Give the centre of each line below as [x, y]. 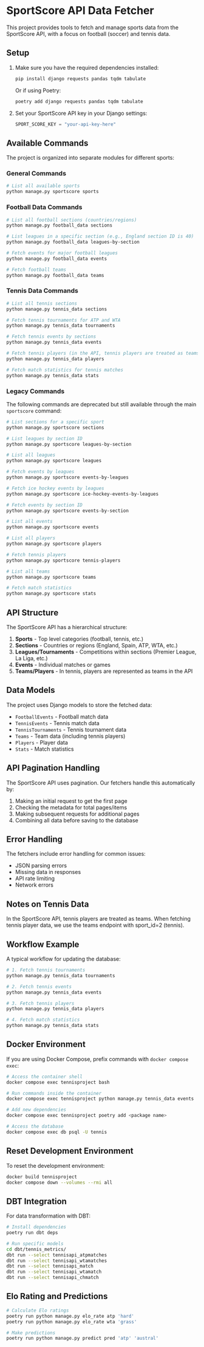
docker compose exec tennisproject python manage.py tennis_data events [100, 1099]
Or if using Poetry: [38, 90]
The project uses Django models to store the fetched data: [79, 704]
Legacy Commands [36, 391]
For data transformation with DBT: [49, 1216]
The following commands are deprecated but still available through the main [101, 404]
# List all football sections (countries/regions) [72, 220]
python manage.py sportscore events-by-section [68, 511]
